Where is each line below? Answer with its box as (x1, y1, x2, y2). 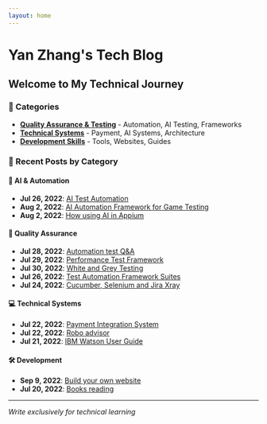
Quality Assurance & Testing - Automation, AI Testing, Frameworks (19, 119, 242, 129)
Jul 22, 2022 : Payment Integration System (19, 320, 159, 329)
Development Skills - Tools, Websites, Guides (19, 136, 172, 146)
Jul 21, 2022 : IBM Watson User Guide (19, 336, 144, 346)
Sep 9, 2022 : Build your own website (19, 375, 141, 386)
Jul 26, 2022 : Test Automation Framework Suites (19, 271, 181, 281)
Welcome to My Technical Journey (8, 77, 184, 91)
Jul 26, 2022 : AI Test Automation (19, 193, 129, 203)
